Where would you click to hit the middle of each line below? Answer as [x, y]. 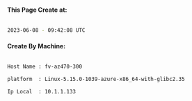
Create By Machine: [37, 46]
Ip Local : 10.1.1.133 [42, 92]
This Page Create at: [37, 10]
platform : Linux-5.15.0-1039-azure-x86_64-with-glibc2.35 [96, 80]
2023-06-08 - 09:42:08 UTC [46, 30]
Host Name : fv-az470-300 [45, 67]
